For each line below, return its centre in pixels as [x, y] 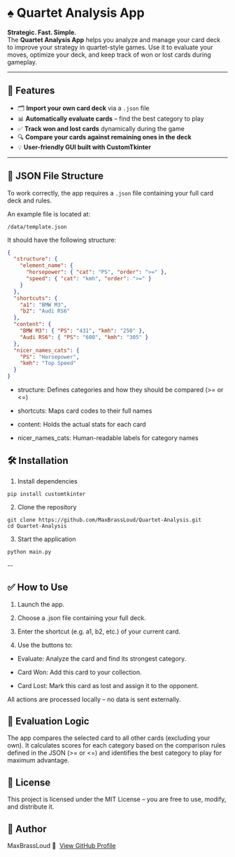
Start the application [47, 539]
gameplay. [22, 62]
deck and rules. [30, 200]
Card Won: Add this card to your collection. [79, 672]
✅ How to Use [38, 588]
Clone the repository [47, 507]
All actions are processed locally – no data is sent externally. [94, 699]
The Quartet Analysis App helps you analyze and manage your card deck [114, 39]
